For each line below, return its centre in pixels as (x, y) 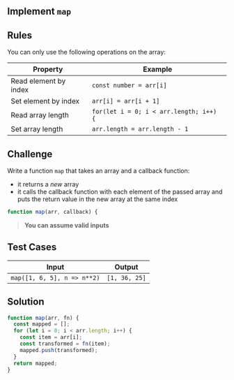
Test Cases (32, 247)
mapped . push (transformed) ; (59, 350)
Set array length (37, 129)
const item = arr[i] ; (51, 337)
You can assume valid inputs (67, 225)
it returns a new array (48, 184)
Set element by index (45, 101)
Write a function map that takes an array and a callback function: (99, 171)
